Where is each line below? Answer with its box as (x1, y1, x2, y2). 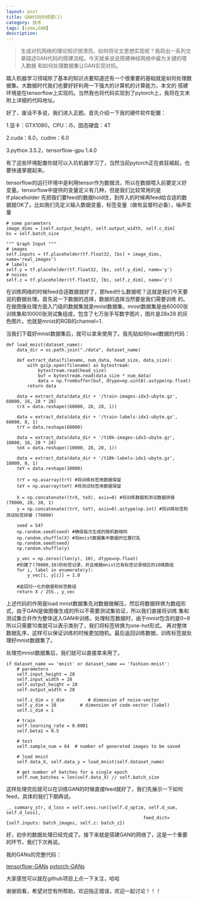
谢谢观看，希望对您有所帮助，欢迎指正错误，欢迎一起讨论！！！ (6, 888, 161, 895)
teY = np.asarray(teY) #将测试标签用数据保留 (16, 484, 122, 489)
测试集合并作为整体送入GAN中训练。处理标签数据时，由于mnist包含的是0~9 (6, 615, 190, 622)
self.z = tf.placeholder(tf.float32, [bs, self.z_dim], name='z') (6, 277, 173, 283)
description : (6, 31, 38, 37)
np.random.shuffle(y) (16, 545, 70, 551)
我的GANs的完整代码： (6, 851, 62, 858)
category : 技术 (6, 19, 42, 25)
